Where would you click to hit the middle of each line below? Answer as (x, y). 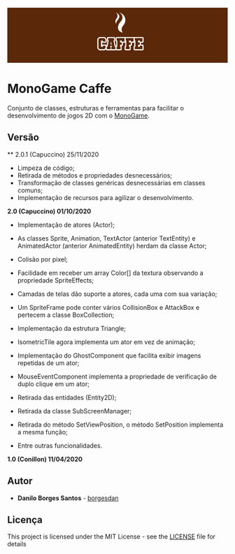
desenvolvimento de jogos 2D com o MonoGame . (79, 115)
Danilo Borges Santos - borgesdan (68, 498)
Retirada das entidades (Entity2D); (67, 397)
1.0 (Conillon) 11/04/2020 (45, 459)
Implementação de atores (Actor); (66, 225)
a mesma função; (42, 432)
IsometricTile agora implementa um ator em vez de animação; (106, 342)
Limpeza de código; (46, 168)
